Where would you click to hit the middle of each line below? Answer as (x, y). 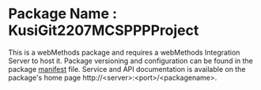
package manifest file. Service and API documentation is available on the (127, 69)
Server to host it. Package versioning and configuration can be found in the (130, 61)
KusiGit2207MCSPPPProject (104, 30)
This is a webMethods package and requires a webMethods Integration (124, 52)
